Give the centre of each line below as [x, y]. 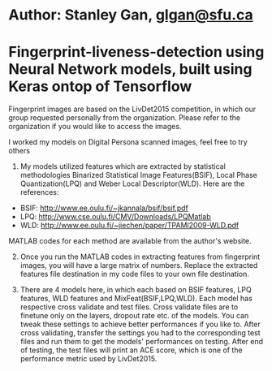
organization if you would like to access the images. [95, 127]
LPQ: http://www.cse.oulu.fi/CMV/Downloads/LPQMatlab [115, 217]
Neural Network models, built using [130, 69]
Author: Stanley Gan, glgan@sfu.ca [131, 15]
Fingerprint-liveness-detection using [136, 52]
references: [39, 192]
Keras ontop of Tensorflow [100, 86]
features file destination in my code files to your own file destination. [134, 274]
